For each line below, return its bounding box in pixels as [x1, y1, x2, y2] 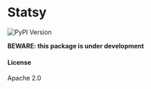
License [7, 58, 32, 66]
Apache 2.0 [7, 74, 41, 83]
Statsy [7, 4, 47, 21]
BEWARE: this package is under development [7, 41, 145, 50]
